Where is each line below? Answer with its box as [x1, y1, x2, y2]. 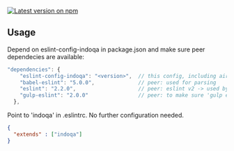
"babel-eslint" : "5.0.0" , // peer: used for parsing [19, 79, 217, 86]
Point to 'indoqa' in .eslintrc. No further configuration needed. [7, 111, 185, 120]
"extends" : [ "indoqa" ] [13, 131, 82, 138]
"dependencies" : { [7, 66, 61, 73]
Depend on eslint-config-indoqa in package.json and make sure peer [7, 45, 205, 54]
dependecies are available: [7, 52, 85, 61]
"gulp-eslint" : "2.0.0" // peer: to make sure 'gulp [19, 92, 223, 99]
